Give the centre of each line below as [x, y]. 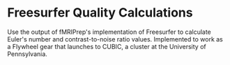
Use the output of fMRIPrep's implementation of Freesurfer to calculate [109, 32]
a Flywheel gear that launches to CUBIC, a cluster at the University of [107, 46]
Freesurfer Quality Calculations [100, 13]
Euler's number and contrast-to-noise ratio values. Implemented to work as [115, 39]
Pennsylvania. [27, 54]
